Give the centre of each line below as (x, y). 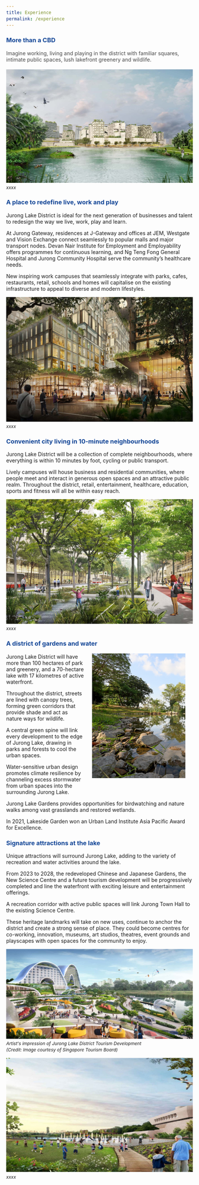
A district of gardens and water (52, 644)
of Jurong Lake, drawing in (39, 742)
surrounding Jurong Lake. (38, 792)
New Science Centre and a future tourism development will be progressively (99, 880)
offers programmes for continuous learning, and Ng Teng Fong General (93, 252)
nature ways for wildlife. (36, 719)
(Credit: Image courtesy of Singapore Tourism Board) (62, 1050)
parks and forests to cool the (41, 749)
